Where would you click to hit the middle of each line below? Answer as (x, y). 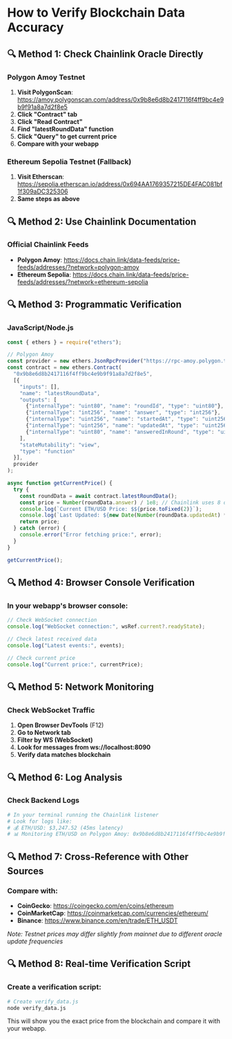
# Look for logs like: (40, 821)
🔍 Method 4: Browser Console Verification (101, 583)
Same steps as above (48, 199)
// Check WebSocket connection (52, 620)
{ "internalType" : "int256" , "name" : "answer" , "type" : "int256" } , (123, 413)
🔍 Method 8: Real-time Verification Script (99, 964)
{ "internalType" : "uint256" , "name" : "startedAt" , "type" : (112, 419)
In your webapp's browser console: (68, 606)
